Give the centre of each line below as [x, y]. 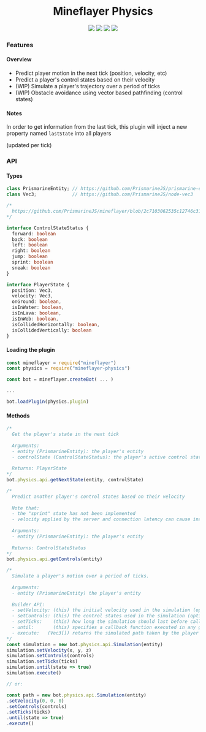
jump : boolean [30, 257]
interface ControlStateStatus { [48, 228]
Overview [19, 59]
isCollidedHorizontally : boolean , [56, 324]
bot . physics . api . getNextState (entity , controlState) [75, 480]
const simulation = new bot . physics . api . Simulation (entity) [85, 644]
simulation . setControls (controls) [51, 656]
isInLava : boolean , [37, 313]
